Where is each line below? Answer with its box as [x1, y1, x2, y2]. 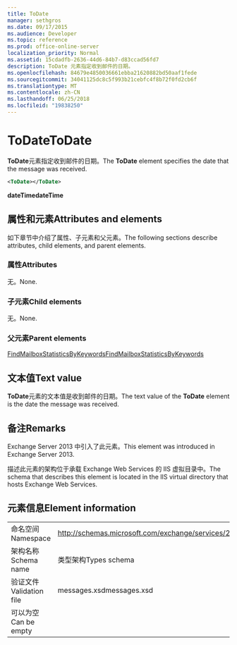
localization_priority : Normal [7, 50, 99, 57]
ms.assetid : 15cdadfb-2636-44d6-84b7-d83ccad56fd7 [7, 56, 159, 63]
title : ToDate [7, 10, 49, 18]
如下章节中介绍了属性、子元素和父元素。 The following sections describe [7, 233, 218, 242]
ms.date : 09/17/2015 [7, 23, 68, 30]
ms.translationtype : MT [7, 82, 78, 90]
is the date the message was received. [7, 400, 120, 409]
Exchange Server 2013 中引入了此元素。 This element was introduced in [7, 442, 215, 451]
